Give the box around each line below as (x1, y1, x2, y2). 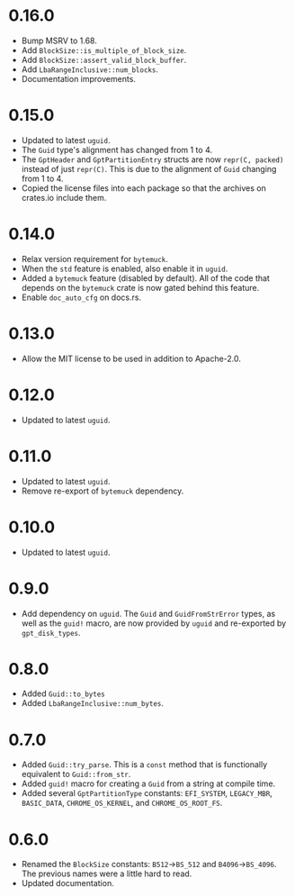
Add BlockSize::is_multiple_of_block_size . (21, 44, 187, 55)
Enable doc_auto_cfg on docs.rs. (21, 292, 141, 303)
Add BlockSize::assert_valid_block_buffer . (21, 54, 187, 65)
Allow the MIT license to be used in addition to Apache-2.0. (21, 353, 242, 364)
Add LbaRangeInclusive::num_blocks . (21, 64, 159, 75)
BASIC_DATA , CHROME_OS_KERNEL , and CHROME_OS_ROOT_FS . (21, 798, 223, 809)
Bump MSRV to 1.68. (21, 35, 98, 46)
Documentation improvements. (21, 73, 137, 84)
